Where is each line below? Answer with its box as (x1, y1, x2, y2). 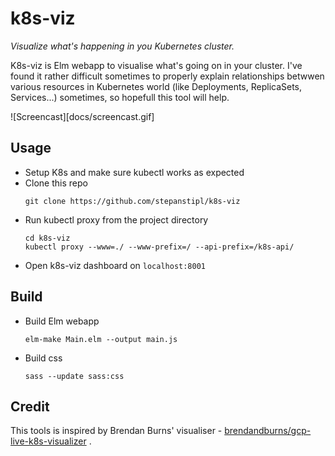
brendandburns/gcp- (224, 425, 312, 437)
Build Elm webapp (24, 315, 100, 327)
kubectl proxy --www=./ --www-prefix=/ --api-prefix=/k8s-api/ (24, 242, 295, 252)
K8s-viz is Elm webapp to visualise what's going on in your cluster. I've (10, 59, 303, 71)
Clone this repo (24, 177, 88, 189)
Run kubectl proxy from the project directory (24, 213, 209, 226)
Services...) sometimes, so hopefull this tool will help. (10, 91, 230, 103)
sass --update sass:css (24, 371, 125, 381)
